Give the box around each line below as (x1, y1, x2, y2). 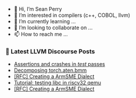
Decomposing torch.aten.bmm (13, 67, 87, 74)
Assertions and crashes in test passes (13, 61, 105, 68)
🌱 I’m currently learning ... (13, 18, 76, 24)
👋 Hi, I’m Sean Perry (13, 6, 62, 12)
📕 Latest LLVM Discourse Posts (5, 47, 95, 55)
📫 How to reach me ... (13, 31, 68, 37)
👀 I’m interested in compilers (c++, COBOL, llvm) (13, 12, 130, 19)
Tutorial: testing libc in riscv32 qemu (13, 79, 101, 86)
